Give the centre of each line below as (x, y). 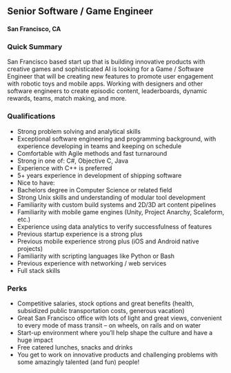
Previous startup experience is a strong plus (80, 234)
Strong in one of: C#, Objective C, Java (73, 161)
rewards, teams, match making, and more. (67, 99)
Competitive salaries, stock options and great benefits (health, (106, 303)
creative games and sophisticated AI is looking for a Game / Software (106, 69)
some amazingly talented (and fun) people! (78, 362)
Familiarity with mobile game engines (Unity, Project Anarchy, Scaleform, (121, 212)
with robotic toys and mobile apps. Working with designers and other (105, 84)
